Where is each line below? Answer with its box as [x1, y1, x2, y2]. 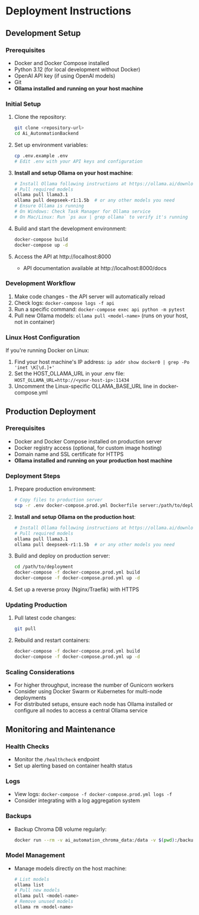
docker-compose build [14, 236, 68, 243]
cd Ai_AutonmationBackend [14, 130, 79, 137]
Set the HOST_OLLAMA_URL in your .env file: [14, 370, 125, 377]
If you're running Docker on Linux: [5, 347, 90, 354]
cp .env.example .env [14, 152, 68, 159]
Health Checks [5, 742, 49, 751]
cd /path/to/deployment [14, 564, 74, 570]
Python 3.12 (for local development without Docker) [14, 66, 141, 73]
